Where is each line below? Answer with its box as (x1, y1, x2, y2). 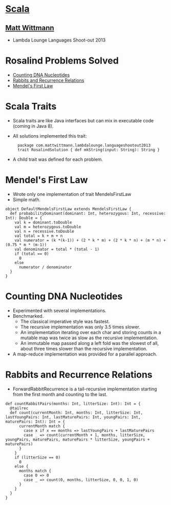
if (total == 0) (14, 251, 50, 256)
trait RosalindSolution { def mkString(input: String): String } (17, 147, 160, 152)
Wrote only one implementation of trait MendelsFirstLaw (12, 191, 132, 197)
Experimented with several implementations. (12, 308, 106, 314)
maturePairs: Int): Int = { (5, 419, 66, 424)
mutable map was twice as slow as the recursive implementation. (20, 335, 158, 341)
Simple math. (12, 196, 41, 203)
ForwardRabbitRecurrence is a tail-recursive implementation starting (12, 386, 157, 392)
